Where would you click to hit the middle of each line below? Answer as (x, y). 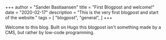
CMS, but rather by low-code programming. (50, 32)
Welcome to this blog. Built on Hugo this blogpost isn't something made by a (83, 27)
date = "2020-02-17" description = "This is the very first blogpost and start (82, 12)
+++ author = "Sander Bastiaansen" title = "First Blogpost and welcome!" (80, 7)
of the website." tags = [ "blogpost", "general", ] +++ (59, 18)
